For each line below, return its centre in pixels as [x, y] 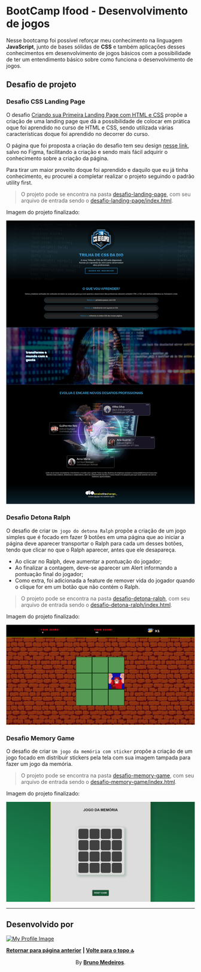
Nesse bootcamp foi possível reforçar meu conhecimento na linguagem [94, 40]
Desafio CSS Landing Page [46, 102]
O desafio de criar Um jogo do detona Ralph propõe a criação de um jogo [96, 531]
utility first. [19, 182]
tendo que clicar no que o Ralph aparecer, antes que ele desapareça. [91, 550]
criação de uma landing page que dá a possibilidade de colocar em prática [98, 121]
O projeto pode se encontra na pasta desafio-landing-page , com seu [106, 194]
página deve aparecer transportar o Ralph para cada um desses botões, [95, 543]
